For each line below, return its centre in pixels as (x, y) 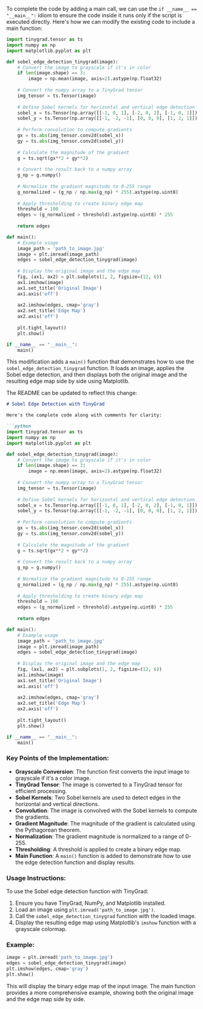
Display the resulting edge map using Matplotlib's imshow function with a (105, 922)
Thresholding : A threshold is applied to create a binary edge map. (98, 849)
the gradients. (33, 817)
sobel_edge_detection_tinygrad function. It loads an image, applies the (95, 368)
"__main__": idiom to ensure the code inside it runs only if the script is (94, 15)
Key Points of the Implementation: (58, 758)
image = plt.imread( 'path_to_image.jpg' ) (60, 957)
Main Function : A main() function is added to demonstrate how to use (103, 855)
